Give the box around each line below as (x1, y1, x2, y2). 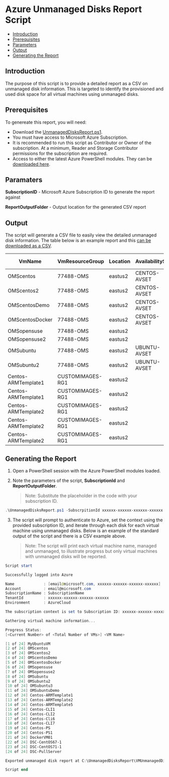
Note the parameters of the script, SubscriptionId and (12, 477, 125, 484)
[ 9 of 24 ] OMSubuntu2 (5, 679, 51, 684)
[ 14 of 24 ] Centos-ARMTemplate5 (5, 702, 73, 707)
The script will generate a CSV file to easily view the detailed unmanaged (5, 232, 157, 238)
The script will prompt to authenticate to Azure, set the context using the (12, 517, 163, 523)
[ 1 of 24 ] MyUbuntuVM (5, 641, 51, 646)
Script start (5, 563, 33, 568)
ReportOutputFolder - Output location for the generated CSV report (5, 204, 146, 210)
